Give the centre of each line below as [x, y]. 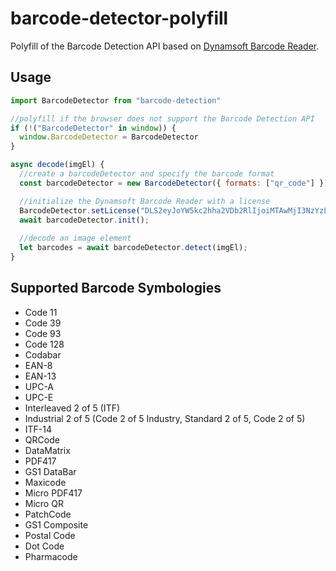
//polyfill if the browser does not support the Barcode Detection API [162, 118]
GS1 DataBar [50, 471]
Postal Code [50, 535]
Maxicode [45, 482]
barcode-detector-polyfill [119, 18]
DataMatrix [47, 450]
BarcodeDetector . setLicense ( [80, 210]
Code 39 [43, 323]
